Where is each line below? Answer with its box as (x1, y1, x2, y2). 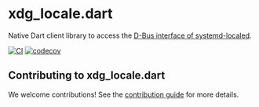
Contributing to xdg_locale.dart (8, 68, 166, 83)
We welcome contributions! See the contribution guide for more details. (8, 90, 239, 99)
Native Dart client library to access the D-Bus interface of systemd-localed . (8, 31, 253, 40)
